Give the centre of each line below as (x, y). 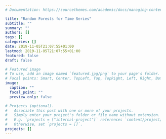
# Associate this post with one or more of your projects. (69, 110)
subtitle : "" (19, 23)
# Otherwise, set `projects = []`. (44, 125)
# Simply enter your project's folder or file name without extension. (83, 115)
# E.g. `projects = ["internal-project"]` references (64, 120)
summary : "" (17, 28)
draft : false (19, 60)
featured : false (22, 56)
